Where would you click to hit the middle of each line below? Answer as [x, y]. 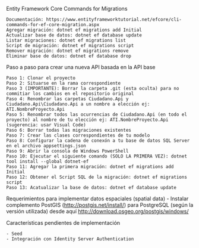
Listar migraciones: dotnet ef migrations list [66, 41]
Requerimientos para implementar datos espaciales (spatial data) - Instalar [97, 199]
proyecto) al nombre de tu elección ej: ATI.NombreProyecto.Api [87, 120]
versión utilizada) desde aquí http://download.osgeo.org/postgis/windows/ [97, 211]
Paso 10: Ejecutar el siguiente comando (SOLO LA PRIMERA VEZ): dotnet [97, 156]
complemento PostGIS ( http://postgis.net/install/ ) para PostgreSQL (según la [100, 205]
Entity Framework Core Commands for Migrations [67, 9]
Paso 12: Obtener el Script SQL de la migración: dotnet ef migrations [97, 177]
